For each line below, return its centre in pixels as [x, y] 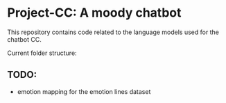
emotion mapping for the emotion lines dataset [84, 91]
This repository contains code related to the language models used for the [113, 32]
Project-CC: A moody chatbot [94, 13]
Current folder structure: [42, 53]
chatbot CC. [24, 39]
